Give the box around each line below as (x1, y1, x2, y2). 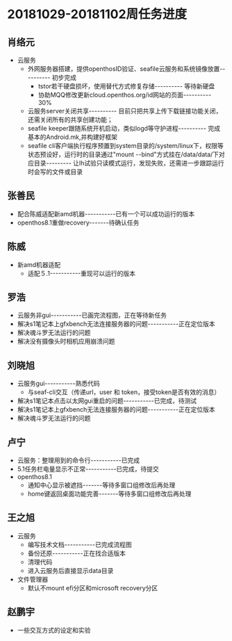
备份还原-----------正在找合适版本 (27, 549, 126, 557)
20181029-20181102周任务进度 (7, 6, 188, 22)
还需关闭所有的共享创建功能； (27, 115, 113, 124)
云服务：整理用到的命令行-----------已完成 (17, 456, 140, 464)
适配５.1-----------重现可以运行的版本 (27, 269, 135, 277)
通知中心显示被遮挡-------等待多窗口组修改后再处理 (27, 481, 176, 489)
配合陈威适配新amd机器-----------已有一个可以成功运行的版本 (17, 209, 195, 218)
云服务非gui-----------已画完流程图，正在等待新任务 (17, 311, 167, 320)
